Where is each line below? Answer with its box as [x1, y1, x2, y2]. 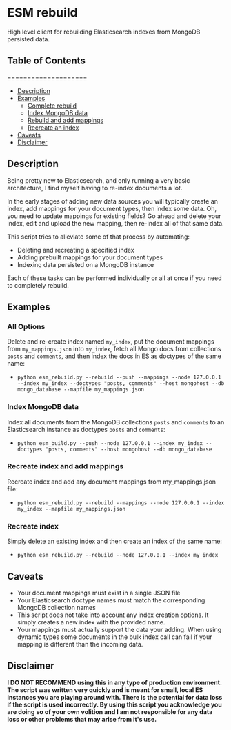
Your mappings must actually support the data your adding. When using [17, 625, 222, 633]
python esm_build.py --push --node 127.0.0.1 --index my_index [17, 440, 203, 446]
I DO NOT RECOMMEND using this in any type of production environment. [7, 678, 222, 687]
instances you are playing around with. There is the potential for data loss [7, 693, 223, 701]
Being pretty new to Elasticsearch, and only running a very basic [7, 176, 190, 184]
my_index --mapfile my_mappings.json [17, 505, 126, 512]
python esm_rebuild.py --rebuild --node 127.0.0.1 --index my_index [17, 552, 219, 559]
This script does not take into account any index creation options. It [17, 611, 209, 619]
